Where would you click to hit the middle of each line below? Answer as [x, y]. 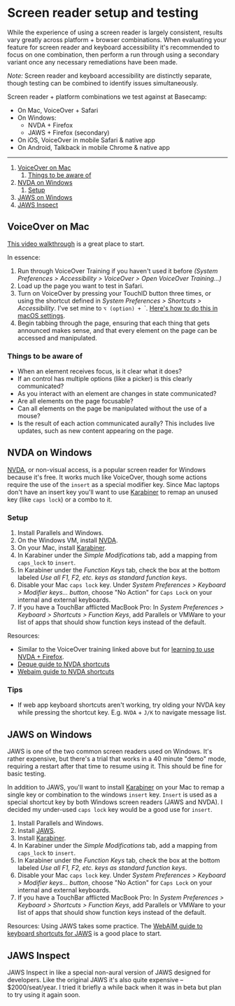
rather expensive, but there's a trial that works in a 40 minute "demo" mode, [117, 759]
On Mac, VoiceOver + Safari [58, 110]
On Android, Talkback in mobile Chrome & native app [93, 147]
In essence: [24, 257]
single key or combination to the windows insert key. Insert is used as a [112, 795]
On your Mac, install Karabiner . [62, 548]
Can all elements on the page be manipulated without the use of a [112, 408]
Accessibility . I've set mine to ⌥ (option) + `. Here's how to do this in [117, 308]
